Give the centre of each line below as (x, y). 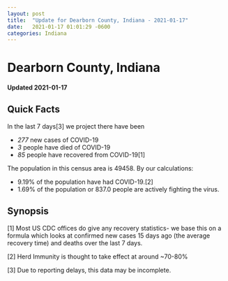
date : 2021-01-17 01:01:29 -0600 (59, 27)
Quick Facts (34, 109)
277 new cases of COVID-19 (58, 140)
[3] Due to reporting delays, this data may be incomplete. (89, 270)
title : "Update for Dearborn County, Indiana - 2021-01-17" (98, 20)
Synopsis (28, 211)
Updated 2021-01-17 (37, 87)
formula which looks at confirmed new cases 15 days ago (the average (109, 236)
